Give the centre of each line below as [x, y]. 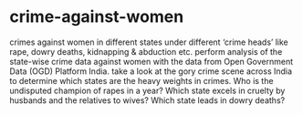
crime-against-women [97, 17]
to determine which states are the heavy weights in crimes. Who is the [141, 80]
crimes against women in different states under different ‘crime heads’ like [149, 42]
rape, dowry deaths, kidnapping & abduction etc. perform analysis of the [146, 51]
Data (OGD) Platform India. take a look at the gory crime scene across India [151, 71]
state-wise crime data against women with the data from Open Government [151, 61]
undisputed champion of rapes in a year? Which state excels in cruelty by [147, 90]
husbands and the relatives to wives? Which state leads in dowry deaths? [147, 100]
